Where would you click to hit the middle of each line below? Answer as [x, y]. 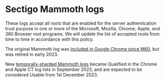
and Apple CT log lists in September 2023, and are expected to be [74, 69]
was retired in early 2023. [32, 54]
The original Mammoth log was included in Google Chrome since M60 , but [82, 49]
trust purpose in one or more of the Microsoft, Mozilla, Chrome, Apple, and [82, 28]
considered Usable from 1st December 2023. [52, 74]
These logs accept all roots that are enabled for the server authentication [81, 23]
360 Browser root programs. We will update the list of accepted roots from [82, 34]
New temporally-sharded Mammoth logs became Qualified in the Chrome [81, 64]
